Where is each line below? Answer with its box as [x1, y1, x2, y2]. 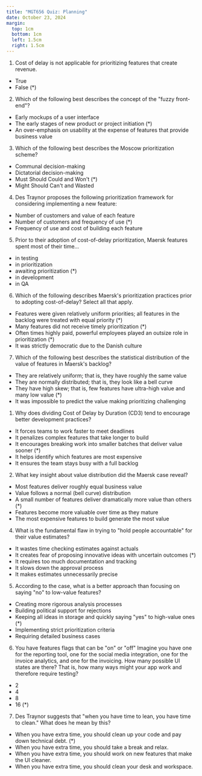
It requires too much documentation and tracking [14, 557, 137, 565]
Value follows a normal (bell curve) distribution [14, 489, 131, 496]
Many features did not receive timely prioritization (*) [14, 323, 147, 330]
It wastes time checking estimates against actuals [14, 545, 139, 552]
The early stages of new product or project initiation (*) [14, 120, 153, 127]
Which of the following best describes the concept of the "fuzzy [14, 95, 175, 103]
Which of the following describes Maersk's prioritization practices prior [14, 291, 192, 299]
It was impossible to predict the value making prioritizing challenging [14, 397, 186, 405]
